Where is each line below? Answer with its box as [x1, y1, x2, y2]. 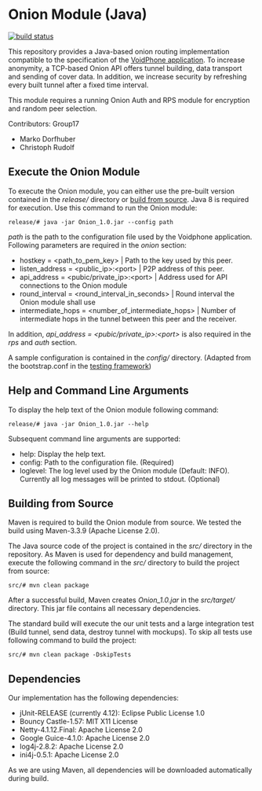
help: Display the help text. [19, 449, 106, 458]
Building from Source [8, 497, 114, 510]
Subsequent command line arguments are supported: [8, 434, 181, 443]
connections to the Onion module [19, 281, 128, 290]
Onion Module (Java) [8, 6, 147, 24]
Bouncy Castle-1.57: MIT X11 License [19, 717, 139, 727]
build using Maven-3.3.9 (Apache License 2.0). [8, 526, 160, 535]
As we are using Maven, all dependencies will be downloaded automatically [8, 765, 253, 775]
